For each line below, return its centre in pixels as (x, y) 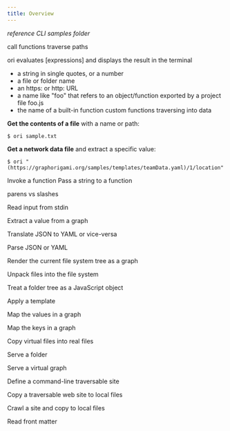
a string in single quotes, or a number (70, 73)
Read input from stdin (38, 207)
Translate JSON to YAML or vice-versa (62, 234)
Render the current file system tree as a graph (73, 260)
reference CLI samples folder (49, 33)
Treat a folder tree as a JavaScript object (65, 287)
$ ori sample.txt (32, 136)
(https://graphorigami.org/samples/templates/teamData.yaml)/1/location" (116, 167)
